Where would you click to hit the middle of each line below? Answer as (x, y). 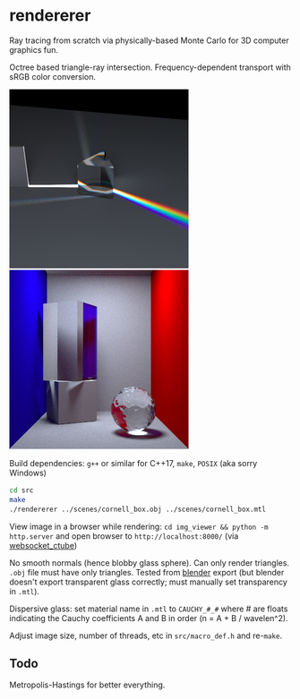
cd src (21, 490)
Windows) (28, 473)
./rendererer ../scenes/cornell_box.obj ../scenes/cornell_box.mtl (138, 509)
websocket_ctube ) (43, 545)
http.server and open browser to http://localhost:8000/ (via (124, 536)
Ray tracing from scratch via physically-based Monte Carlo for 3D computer (149, 40)
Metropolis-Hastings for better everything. (87, 685)
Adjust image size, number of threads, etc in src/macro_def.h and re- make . (146, 635)
